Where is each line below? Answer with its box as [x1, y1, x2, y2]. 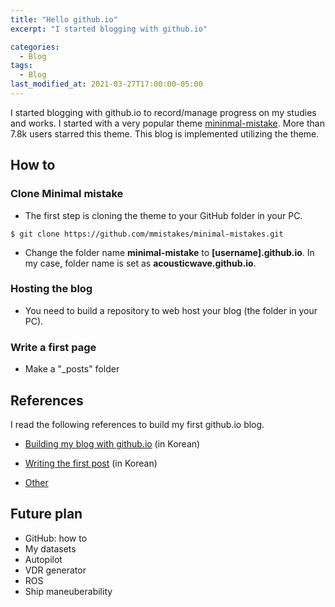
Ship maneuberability [24, 585, 113, 597]
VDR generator [24, 564, 87, 576]
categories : [10, 42, 60, 52]
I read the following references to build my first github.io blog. [10, 418, 265, 430]
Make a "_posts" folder [24, 363, 120, 375]
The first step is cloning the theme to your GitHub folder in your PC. [24, 209, 303, 221]
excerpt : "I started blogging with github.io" [10, 24, 208, 34]
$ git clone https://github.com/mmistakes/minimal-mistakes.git [10, 229, 284, 239]
